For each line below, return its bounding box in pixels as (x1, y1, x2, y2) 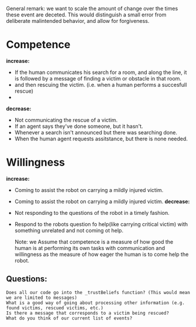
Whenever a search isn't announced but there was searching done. (14, 129, 178, 136)
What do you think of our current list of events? (6, 315, 133, 321)
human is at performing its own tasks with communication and (14, 244, 165, 251)
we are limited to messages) (6, 295, 77, 301)
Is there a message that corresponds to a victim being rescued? (6, 310, 169, 316)
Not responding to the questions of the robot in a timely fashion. (14, 209, 170, 216)
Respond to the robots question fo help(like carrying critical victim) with (14, 220, 188, 228)
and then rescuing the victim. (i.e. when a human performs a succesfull (14, 81, 187, 88)
